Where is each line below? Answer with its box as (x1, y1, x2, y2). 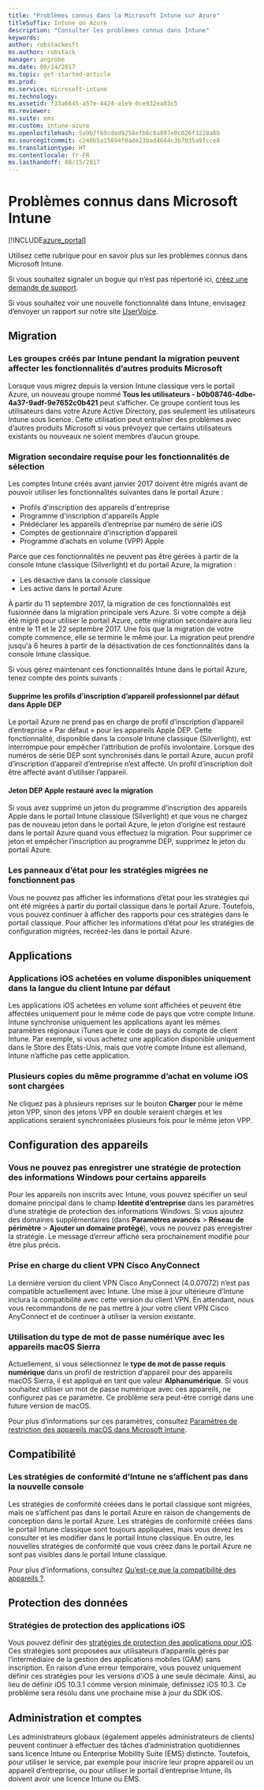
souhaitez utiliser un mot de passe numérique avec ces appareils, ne (8, 1385, 231, 1394)
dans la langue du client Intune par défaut (8, 983, 171, 994)
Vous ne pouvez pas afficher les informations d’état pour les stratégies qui (8, 892, 250, 902)
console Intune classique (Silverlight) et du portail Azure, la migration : (8, 560, 236, 570)
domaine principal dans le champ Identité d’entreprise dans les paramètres (8, 1198, 255, 1208)
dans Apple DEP (8, 699, 62, 709)
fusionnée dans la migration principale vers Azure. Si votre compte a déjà (8, 608, 247, 617)
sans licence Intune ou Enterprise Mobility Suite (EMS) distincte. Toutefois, (8, 1749, 251, 1758)
